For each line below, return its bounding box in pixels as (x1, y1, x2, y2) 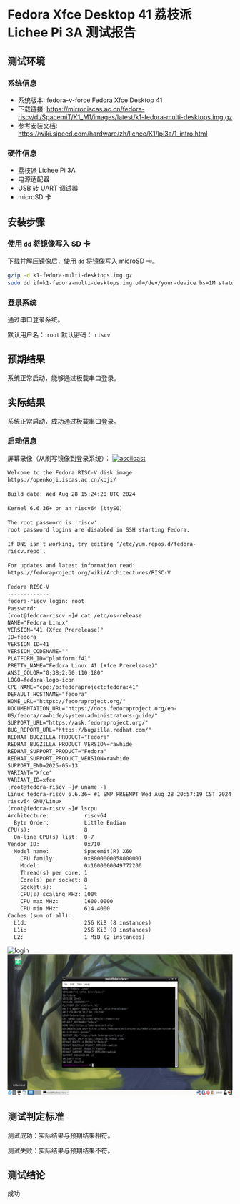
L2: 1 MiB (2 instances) (14, 933, 145, 940)
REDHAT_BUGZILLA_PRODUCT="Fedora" (7, 733, 111, 740)
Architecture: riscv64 (7, 812, 107, 819)
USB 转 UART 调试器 (17, 184, 79, 193)
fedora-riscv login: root (7, 597, 84, 605)
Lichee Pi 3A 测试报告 (7, 24, 136, 41)
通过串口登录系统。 (7, 315, 64, 324)
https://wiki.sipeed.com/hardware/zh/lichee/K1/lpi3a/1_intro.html (17, 129, 208, 138)
